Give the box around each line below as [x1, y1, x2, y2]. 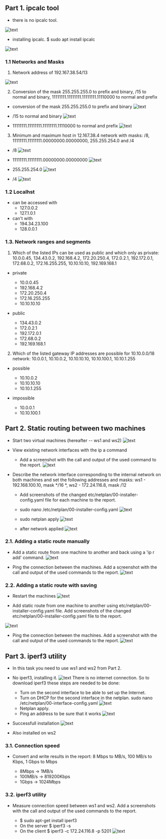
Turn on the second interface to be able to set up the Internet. [19, 689, 146, 695]
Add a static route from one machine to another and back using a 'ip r [12, 549, 155, 555]
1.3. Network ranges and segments [5, 238, 91, 245]
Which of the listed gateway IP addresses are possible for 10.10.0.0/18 [12, 350, 155, 356]
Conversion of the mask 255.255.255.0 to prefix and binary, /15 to [12, 89, 147, 95]
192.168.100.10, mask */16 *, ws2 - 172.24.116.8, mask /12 [12, 482, 127, 488]
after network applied [19, 525, 64, 532]
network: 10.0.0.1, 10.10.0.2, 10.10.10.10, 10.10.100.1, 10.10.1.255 [12, 355, 136, 361]
